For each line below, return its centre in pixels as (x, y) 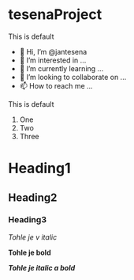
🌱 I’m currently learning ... (61, 68)
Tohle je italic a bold (42, 267)
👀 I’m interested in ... (53, 60)
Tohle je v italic (33, 237)
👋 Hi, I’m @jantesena (53, 51)
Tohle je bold (30, 252)
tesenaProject (55, 15)
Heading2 (33, 197)
